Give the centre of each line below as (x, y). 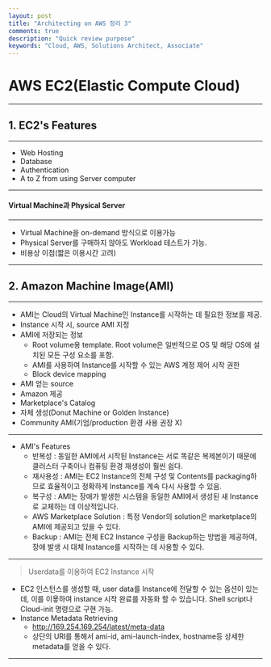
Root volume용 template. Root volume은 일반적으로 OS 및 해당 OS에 (142, 344)
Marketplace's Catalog (58, 403)
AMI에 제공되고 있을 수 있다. (76, 526)
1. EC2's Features (53, 126)
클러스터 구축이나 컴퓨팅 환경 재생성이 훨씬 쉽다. (107, 466)
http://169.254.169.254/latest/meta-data (98, 627)
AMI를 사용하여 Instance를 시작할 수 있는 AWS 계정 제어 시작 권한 (136, 365)
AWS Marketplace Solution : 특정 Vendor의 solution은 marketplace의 (144, 516)
